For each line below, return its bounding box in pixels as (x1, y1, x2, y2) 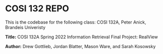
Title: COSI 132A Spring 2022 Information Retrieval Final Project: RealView (5, 34, 158, 40)
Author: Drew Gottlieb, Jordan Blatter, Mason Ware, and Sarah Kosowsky (5, 43, 156, 49)
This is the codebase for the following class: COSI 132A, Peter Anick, (5, 19, 146, 25)
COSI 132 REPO (5, 3, 69, 14)
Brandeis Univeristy (5, 24, 46, 30)
